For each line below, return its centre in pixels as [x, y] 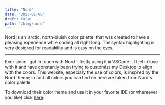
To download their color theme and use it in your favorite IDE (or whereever [81, 92]
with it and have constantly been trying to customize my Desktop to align [79, 67]
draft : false [18, 19]
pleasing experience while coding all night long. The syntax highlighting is [80, 43]
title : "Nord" [20, 10]
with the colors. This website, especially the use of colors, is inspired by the [82, 72]
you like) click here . [25, 97]
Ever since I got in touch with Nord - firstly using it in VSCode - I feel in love [82, 62]
